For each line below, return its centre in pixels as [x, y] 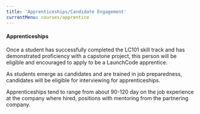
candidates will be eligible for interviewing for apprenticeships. [83, 80]
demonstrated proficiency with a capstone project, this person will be [92, 56]
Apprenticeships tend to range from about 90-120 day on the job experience [100, 92]
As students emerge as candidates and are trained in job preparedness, [94, 74]
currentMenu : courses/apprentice [48, 17]
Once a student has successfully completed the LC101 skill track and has [96, 50]
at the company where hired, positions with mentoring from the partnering [97, 98]
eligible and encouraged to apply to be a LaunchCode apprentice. [87, 62]
